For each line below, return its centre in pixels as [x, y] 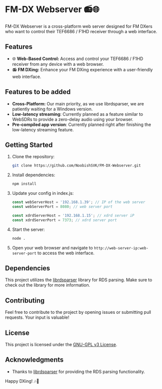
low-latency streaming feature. [43, 129]
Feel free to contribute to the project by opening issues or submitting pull [78, 312]
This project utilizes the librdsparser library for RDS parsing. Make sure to [79, 280]
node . [19, 238]
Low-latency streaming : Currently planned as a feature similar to [78, 114]
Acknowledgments [35, 360]
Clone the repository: [33, 157]
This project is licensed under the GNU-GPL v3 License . [61, 344]
